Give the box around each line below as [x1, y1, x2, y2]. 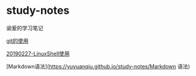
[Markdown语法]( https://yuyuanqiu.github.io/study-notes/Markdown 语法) [6, 63, 191, 70]
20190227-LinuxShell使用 [6, 49, 70, 57]
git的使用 [6, 37, 29, 44]
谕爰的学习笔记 [6, 24, 43, 31]
